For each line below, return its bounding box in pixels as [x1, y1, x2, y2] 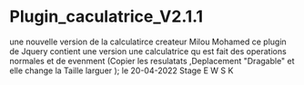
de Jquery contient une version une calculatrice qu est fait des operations [9, 45, 287, 56]
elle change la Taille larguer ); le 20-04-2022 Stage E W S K [9, 65, 234, 76]
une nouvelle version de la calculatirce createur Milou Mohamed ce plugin [9, 36, 287, 47]
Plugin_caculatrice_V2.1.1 [9, 6, 203, 27]
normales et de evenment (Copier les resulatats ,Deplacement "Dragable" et [9, 55, 295, 66]
